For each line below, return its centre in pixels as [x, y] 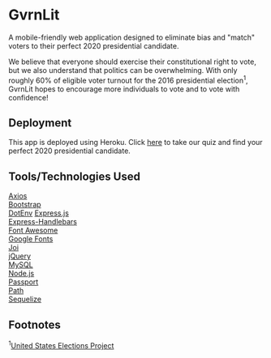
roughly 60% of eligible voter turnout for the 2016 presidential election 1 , [129, 79]
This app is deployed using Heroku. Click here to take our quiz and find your [135, 143]
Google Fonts [31, 239]
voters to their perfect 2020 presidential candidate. [94, 45]
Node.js [22, 274]
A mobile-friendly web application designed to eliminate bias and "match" [132, 37]
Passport [24, 282]
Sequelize [25, 299]
